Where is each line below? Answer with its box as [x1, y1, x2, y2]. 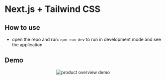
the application [11, 42, 43, 48]
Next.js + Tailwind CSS [4, 3, 100, 15]
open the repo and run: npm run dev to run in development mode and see [11, 36, 161, 42]
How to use [4, 23, 40, 32]
